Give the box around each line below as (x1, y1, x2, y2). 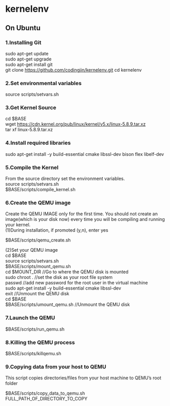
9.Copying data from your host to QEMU (5, 363, 106, 370)
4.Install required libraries (5, 139, 71, 147)
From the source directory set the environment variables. (5, 175, 125, 182)
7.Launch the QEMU (5, 314, 55, 321)
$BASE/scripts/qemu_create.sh (5, 237, 71, 243)
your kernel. (5, 221, 31, 228)
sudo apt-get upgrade (5, 56, 52, 62)
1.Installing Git (5, 39, 42, 46)
